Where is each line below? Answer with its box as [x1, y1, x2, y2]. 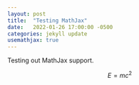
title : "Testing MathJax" [7, 17, 88, 24]
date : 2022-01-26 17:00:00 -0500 [7, 23, 113, 30]
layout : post [7, 10, 46, 18]
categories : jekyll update [7, 30, 88, 38]
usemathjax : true [7, 37, 59, 44]
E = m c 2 [107, 70, 133, 79]
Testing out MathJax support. [7, 56, 94, 64]
